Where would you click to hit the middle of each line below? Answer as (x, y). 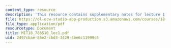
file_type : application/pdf (35, 24)
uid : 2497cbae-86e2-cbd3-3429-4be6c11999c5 (52, 38)
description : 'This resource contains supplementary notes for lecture (83, 14)
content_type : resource (31, 10)
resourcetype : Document (31, 28)
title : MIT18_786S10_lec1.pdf (37, 33)
